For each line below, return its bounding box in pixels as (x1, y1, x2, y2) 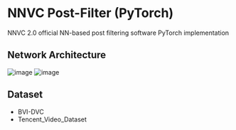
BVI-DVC (17, 107, 44, 116)
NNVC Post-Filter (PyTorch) (7, 5, 174, 21)
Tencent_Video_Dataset (17, 115, 87, 124)
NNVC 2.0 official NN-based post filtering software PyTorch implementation (7, 28, 230, 37)
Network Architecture (7, 49, 107, 61)
